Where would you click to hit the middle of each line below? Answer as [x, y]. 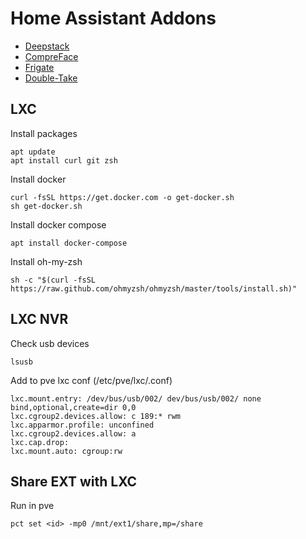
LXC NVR [39, 319]
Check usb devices [50, 343]
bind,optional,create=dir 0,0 [73, 407]
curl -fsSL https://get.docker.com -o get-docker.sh [122, 197]
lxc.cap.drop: [40, 442]
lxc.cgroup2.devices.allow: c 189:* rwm [96, 416]
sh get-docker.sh [46, 206]
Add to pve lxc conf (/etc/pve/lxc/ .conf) [91, 380]
